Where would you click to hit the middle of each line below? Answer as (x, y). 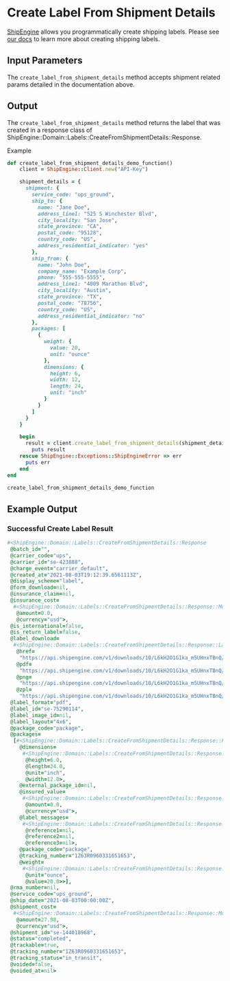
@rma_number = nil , (35, 888)
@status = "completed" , (41, 939)
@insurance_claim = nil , (42, 594)
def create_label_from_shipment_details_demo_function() (90, 163)
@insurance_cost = (35, 600)
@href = (26, 651)
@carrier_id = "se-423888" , (47, 562)
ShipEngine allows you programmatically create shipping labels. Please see (113, 32)
